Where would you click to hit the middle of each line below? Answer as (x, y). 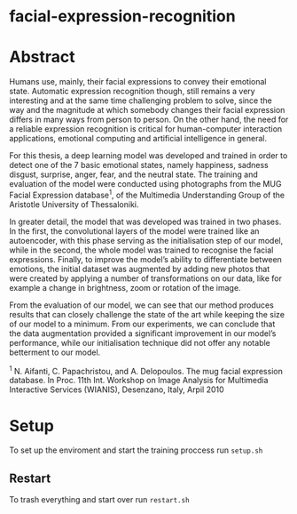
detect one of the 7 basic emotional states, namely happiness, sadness (139, 165)
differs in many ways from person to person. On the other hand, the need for (149, 120)
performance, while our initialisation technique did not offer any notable (140, 342)
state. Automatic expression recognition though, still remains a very (132, 92)
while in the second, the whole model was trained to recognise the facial (141, 250)
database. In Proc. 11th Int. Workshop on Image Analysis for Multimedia (139, 381)
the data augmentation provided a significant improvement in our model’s (143, 333)
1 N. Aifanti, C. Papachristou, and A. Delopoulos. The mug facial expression (146, 370)
